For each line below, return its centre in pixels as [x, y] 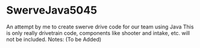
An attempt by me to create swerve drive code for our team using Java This [100, 27]
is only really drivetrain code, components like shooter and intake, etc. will [98, 33]
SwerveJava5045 [52, 10]
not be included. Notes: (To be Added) [54, 39]
